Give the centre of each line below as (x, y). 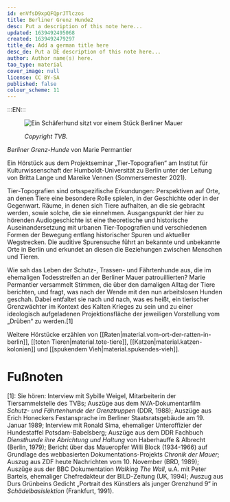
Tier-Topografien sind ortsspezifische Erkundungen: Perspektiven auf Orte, (114, 191)
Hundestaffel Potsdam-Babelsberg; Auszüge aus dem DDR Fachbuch (105, 433)
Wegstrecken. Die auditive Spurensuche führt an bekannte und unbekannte (114, 242)
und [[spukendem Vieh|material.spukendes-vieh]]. (108, 349)
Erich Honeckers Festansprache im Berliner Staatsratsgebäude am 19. (106, 418)
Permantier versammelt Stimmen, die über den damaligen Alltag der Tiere (111, 285)
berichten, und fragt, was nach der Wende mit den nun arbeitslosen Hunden (115, 292)
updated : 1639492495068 (41, 33)
